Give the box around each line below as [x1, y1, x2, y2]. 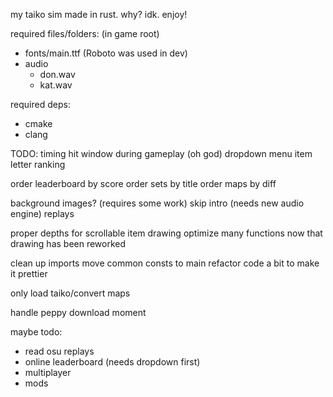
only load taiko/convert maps [10, 287, 131, 299]
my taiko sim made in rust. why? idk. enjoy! [10, 9, 188, 20]
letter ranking [10, 159, 66, 170]
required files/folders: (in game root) [10, 28, 160, 39]
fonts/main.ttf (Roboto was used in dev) [24, 47, 188, 59]
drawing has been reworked [10, 238, 127, 249]
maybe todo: [10, 326, 63, 338]
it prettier [10, 268, 48, 279]
